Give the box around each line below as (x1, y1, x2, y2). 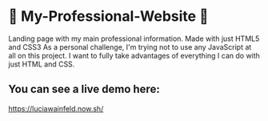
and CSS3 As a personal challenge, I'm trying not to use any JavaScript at (8, 42, 252, 51)
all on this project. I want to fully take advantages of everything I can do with (8, 50, 260, 60)
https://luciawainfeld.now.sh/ (8, 103, 104, 113)
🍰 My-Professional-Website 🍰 (8, 7, 210, 26)
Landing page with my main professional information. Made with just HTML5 (8, 34, 260, 43)
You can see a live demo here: (8, 83, 160, 96)
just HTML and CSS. (8, 59, 75, 69)
